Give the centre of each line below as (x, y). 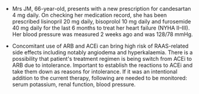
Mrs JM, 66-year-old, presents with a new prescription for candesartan (102, 9)
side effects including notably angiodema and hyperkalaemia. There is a (102, 52)
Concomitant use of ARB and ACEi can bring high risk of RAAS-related (100, 46)
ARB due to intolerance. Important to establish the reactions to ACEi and (102, 65)
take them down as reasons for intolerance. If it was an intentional (95, 71)
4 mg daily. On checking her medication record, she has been (89, 15)
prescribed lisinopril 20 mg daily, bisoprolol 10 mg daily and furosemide (102, 21)
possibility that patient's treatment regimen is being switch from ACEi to (102, 59)
